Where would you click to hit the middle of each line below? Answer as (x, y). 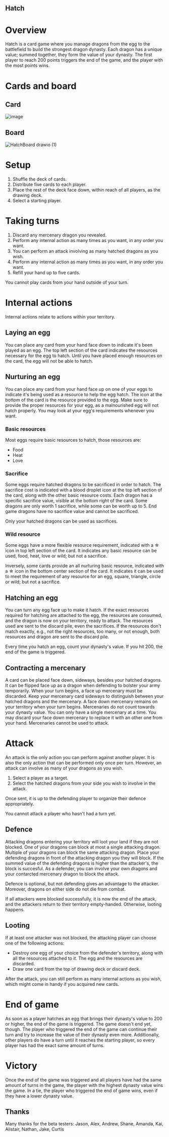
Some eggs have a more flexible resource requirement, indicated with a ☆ (82, 545)
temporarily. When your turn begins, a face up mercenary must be (74, 691)
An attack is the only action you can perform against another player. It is (80, 757)
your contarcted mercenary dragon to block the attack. (62, 874)
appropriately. (20, 804)
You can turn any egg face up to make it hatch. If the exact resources (77, 610)
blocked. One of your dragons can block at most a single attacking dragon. (83, 847)
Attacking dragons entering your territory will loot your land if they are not (82, 841)
